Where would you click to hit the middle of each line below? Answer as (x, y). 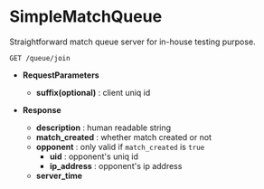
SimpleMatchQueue (86, 17)
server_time (59, 175)
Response (42, 109)
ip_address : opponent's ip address (116, 165)
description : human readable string (104, 128)
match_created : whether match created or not (124, 137)
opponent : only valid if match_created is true (120, 146)
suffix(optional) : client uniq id (93, 92)
